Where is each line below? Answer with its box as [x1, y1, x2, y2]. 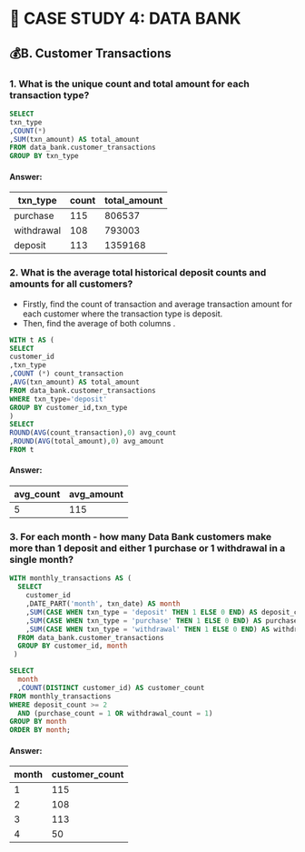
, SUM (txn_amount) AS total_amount [9, 135, 141, 144]
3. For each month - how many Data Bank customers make [9, 531, 272, 543]
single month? [9, 554, 74, 566]
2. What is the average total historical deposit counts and [9, 266, 267, 279]
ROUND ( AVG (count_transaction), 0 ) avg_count [9, 428, 177, 437]
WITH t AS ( [9, 336, 54, 345]
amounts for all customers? [9, 277, 133, 290]
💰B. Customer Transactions [9, 45, 172, 61]
